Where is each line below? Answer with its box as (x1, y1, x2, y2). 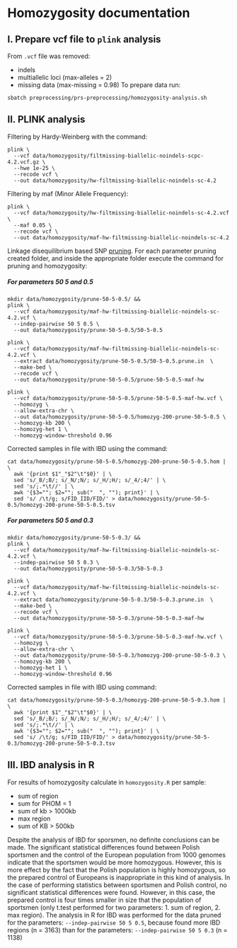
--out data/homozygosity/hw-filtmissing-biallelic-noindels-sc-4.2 (13, 177, 217, 184)
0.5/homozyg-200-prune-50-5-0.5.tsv (7, 501, 115, 508)
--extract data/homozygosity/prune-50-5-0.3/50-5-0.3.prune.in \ (13, 596, 214, 603)
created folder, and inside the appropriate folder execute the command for (7, 253, 224, 263)
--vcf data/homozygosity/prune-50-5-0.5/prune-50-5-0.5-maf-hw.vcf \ (13, 394, 223, 401)
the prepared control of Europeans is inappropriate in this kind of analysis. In (7, 873, 231, 881)
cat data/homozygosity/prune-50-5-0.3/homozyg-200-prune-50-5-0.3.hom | (7, 696, 226, 704)
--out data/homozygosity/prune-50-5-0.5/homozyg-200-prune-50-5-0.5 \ (13, 413, 226, 421)
